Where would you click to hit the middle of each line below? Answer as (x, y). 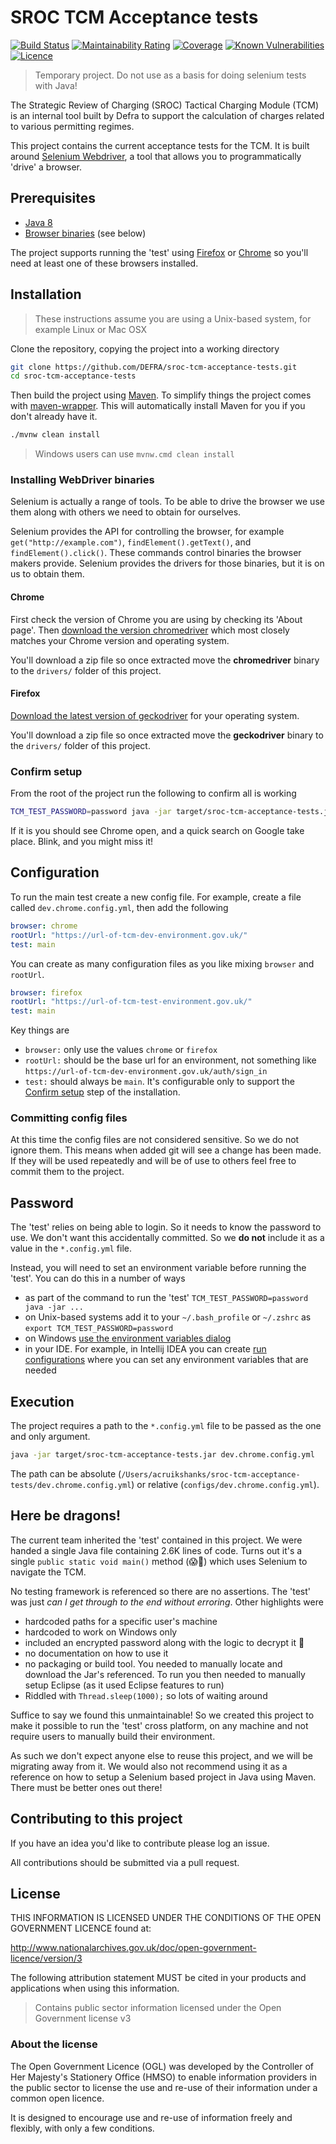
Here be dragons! (66, 1516)
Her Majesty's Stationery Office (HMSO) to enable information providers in (164, 2077)
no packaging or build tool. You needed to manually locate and (153, 1663)
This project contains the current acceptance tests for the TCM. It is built (160, 145)
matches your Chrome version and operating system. (120, 640)
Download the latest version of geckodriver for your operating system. (155, 715)
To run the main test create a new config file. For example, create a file (156, 897)
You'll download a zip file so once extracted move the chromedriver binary (165, 660)
